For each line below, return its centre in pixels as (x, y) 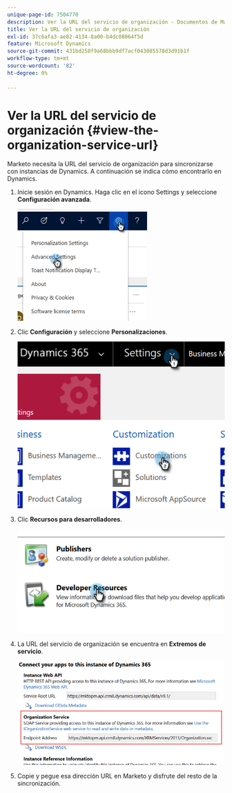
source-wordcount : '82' (41, 66)
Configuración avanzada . (54, 199)
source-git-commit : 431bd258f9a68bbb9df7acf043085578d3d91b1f (98, 51)
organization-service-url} (83, 145)
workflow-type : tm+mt (38, 59)
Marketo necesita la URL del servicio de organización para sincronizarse (110, 164)
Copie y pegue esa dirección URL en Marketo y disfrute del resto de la (117, 776)
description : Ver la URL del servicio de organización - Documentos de (112, 22)
